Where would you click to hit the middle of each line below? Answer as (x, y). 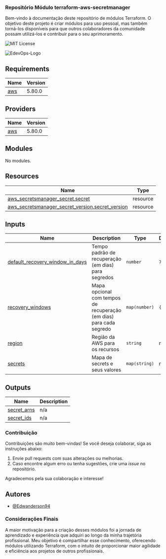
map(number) (140, 307)
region (15, 343)
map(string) (140, 364)
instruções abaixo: (24, 449)
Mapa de (102, 358)
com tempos (106, 298)
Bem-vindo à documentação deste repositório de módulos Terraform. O (78, 18)
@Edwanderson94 (31, 506)
